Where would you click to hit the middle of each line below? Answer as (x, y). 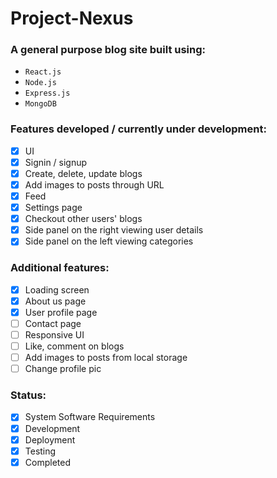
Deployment (50, 439)
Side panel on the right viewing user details (114, 230)
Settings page (53, 208)
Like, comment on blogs (74, 346)
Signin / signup (56, 162)
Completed (47, 462)
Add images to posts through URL (94, 184)
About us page (55, 301)
